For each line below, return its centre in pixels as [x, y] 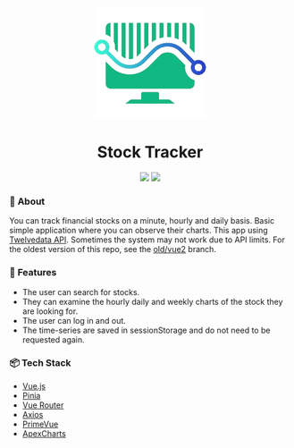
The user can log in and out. [74, 320]
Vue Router [43, 405]
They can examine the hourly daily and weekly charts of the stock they [152, 301]
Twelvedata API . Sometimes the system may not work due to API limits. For [147, 240]
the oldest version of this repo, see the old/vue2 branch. [113, 249]
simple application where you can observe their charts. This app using [139, 231]
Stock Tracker [150, 152]
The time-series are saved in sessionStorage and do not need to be [146, 330]
